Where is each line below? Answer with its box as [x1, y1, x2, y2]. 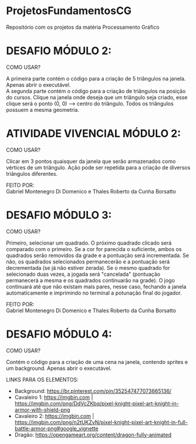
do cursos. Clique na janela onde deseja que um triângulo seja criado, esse [6, 94, 188, 101]
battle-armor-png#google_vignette [14, 425, 99, 432]
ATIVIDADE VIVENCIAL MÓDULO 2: [6, 127, 181, 141]
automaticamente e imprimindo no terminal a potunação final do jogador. [6, 289, 182, 296]
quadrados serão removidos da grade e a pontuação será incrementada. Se [6, 252, 190, 259]
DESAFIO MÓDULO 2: [6, 44, 112, 58]
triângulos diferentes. [6, 170, 58, 177]
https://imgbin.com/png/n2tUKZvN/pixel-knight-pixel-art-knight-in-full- [14, 419, 188, 426]
